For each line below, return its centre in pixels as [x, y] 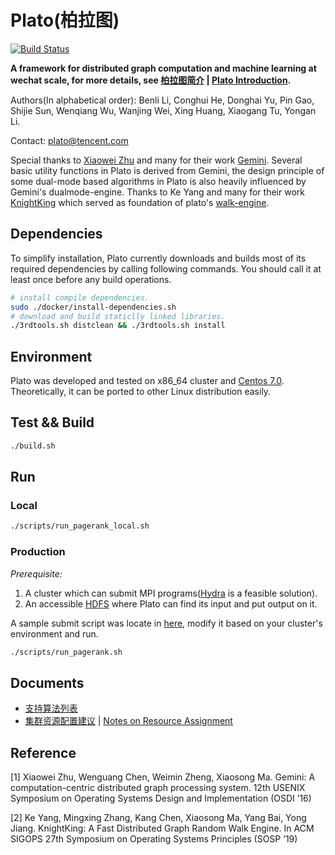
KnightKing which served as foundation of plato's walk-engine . [140, 202]
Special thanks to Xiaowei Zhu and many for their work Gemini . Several [156, 160]
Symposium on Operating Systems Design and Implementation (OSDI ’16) [161, 798]
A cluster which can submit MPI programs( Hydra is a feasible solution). [171, 593]
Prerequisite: [36, 573]
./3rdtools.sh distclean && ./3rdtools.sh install [118, 326]
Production [38, 552]
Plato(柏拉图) [65, 20]
